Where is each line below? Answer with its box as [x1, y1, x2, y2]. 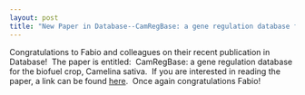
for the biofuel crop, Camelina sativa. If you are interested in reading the [9, 65, 281, 77]
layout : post [9, 13, 59, 23]
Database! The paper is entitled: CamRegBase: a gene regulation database [9, 56, 293, 67]
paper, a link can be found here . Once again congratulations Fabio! [9, 75, 261, 86]
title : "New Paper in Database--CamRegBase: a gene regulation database [9, 22, 290, 31]
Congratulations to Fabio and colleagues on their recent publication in [9, 46, 271, 57]
